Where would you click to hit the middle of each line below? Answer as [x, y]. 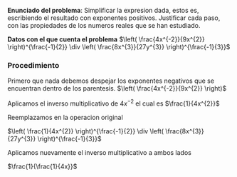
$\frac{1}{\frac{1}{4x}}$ [42, 166]
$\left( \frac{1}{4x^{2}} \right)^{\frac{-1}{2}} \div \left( [86, 131]
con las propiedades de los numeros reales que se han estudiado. [104, 25]
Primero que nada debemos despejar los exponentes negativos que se [111, 81]
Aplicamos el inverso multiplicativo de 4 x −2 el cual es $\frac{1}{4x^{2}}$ [114, 103]
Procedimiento [33, 65]
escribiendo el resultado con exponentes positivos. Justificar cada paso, [114, 18]
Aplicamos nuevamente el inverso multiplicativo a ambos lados [100, 152]
